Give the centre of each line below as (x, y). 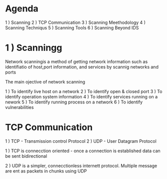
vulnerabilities (19, 107)
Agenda (22, 9)
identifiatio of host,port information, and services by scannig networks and (82, 67)
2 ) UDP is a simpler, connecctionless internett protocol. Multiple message (81, 166)
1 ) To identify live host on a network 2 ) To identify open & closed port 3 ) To (84, 91)
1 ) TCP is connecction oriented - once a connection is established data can (83, 151)
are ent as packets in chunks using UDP (46, 171)
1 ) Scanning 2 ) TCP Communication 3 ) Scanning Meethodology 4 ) (76, 22)
